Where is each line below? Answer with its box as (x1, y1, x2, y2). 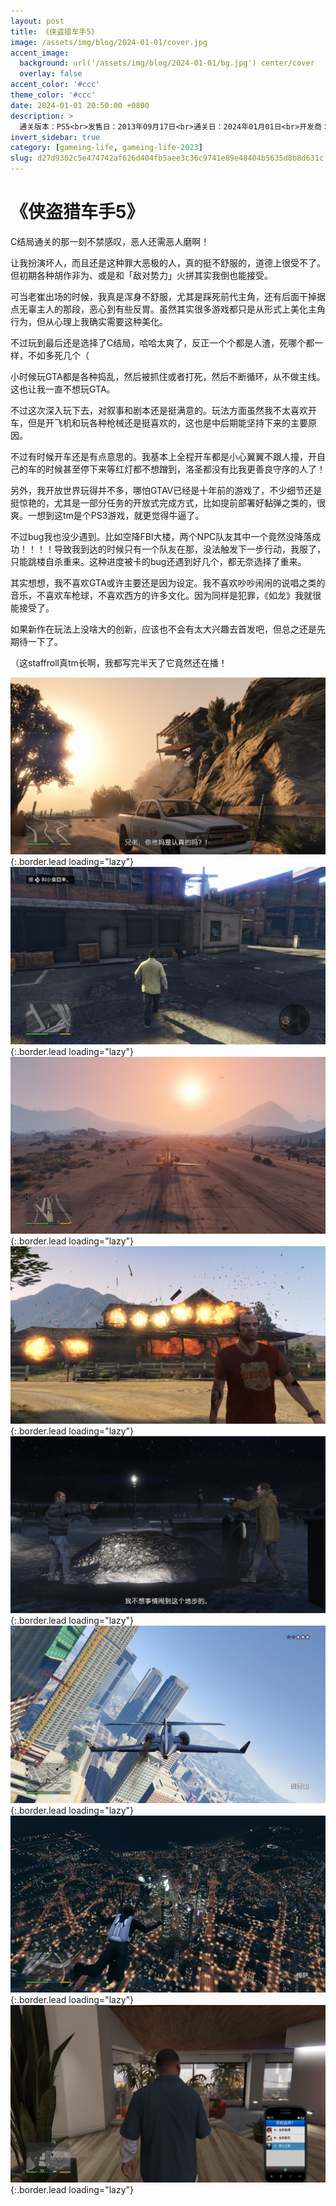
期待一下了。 (10, 635, 63, 647)
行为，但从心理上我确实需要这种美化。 (10, 315, 168, 327)
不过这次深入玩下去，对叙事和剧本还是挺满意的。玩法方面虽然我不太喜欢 (10, 404, 308, 416)
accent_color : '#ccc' (10, 80, 101, 90)
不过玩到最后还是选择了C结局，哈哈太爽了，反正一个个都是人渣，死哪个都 (10, 336, 315, 349)
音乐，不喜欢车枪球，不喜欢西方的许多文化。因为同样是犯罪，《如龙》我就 (10, 589, 313, 601)
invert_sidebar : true (10, 132, 101, 142)
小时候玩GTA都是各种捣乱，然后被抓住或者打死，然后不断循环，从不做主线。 (10, 370, 326, 382)
